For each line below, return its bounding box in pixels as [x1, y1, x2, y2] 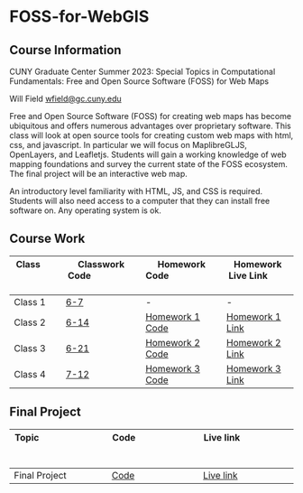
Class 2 [14, 316, 47, 329]
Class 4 [14, 367, 47, 380]
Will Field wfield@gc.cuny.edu [9, 93, 122, 104]
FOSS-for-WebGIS [9, 6, 150, 27]
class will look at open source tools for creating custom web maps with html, [9, 130, 294, 141]
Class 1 [14, 295, 47, 308]
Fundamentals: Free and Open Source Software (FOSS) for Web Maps [9, 76, 269, 87]
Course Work [9, 231, 86, 246]
